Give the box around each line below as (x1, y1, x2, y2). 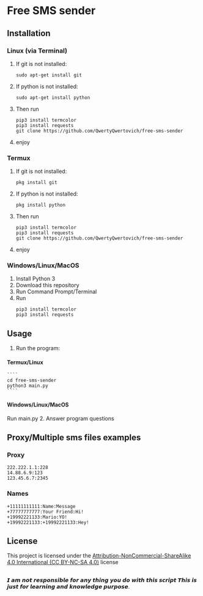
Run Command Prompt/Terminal (15, 288, 97, 295)
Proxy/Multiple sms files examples (7, 432, 141, 443)
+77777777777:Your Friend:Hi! (7, 509, 84, 515)
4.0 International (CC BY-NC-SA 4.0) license (7, 559, 119, 566)
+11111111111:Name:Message (7, 503, 76, 509)
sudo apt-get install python (15, 94, 90, 101)
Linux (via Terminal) (7, 46, 68, 55)
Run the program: (15, 345, 61, 352)
